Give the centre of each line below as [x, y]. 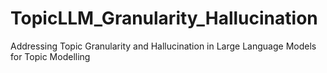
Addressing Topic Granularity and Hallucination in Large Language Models [163, 46]
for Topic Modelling [50, 56]
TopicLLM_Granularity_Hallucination [164, 18]
